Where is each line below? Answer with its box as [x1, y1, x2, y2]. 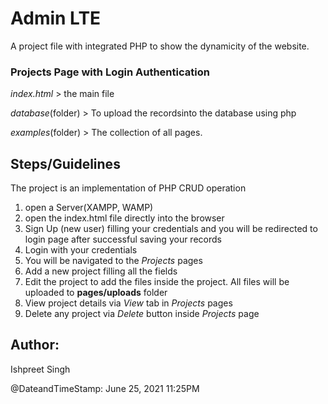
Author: [10, 337, 60, 354]
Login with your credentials [24, 244, 138, 256]
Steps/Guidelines [10, 155, 121, 172]
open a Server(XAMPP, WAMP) [24, 202, 154, 214]
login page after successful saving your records [24, 233, 222, 246]
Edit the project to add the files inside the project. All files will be [24, 276, 290, 288]
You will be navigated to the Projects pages [24, 255, 203, 267]
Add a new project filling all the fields [24, 265, 178, 277]
